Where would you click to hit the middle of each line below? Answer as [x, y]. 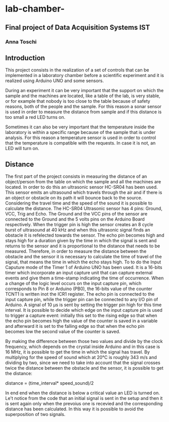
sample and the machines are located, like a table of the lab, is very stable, [83, 96]
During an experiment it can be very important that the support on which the [84, 91]
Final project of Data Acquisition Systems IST [78, 27]
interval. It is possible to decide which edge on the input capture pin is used [84, 310]
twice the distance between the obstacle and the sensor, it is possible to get [84, 368]
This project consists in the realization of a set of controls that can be [77, 70]
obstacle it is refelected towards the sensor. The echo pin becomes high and [85, 235]
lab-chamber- [35, 9]
